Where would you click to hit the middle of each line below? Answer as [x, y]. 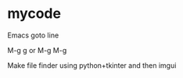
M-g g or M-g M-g [37, 50]
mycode [34, 14]
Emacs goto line [33, 35]
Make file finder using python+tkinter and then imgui [92, 65]
